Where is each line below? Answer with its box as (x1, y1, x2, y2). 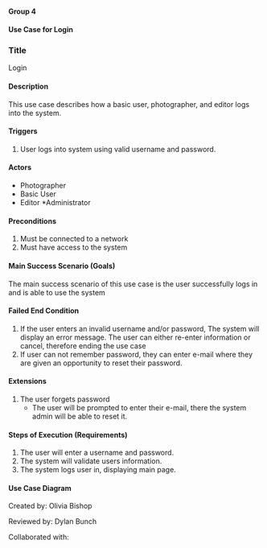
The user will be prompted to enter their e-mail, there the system (31, 402, 247, 412)
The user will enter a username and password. (19, 447, 175, 458)
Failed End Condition (8, 306, 80, 315)
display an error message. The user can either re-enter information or (19, 332, 251, 342)
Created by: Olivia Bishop (8, 501, 92, 511)
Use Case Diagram (8, 483, 72, 492)
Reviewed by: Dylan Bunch (8, 517, 97, 526)
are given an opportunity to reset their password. (19, 358, 183, 368)
